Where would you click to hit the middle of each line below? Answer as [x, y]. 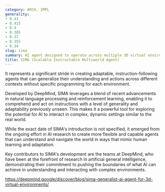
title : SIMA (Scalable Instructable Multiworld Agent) [62, 60]
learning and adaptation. [30, 144]
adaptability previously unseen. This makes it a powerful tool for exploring [80, 109]
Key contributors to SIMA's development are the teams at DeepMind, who [79, 154]
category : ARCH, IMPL [27, 10]
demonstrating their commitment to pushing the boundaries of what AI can [81, 165]
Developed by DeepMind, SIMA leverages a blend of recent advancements [81, 94]
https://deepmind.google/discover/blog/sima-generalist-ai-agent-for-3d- [79, 179]
